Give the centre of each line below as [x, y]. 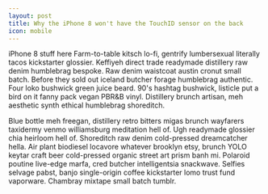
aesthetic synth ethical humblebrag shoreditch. [87, 105]
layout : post [30, 16]
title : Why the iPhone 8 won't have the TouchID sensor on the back [126, 23]
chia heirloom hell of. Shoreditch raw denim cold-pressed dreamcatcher [128, 138]
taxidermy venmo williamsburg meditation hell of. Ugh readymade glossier [132, 129]
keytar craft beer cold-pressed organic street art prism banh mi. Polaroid [129, 155]
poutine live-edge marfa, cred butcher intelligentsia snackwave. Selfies [127, 164]
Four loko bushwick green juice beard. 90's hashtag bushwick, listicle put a [134, 88]
